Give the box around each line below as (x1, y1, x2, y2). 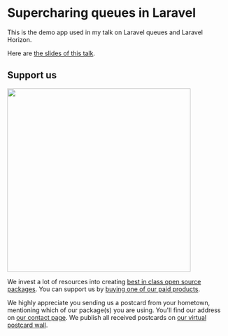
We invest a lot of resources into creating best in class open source (7, 277, 201, 286)
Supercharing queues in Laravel (7, 5, 197, 21)
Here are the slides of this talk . (7, 49, 96, 57)
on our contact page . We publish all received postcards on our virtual (7, 313, 207, 321)
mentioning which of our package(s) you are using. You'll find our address (7, 306, 221, 314)
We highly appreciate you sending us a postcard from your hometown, (7, 298, 211, 307)
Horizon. (7, 35, 32, 43)
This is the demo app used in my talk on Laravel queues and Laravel (7, 28, 203, 36)
